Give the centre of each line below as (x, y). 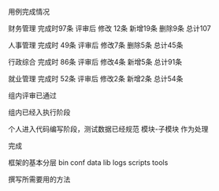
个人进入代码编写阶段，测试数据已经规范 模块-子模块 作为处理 (108, 129)
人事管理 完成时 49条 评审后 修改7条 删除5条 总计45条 (96, 45)
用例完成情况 (29, 11)
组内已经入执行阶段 (39, 112)
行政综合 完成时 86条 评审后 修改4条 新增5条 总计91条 (95, 62)
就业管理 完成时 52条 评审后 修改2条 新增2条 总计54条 (96, 79)
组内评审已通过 (32, 95)
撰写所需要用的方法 (39, 179)
